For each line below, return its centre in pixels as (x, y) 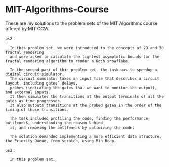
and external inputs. (28, 92)
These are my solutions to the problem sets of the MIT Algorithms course (81, 23)
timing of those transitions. (37, 110)
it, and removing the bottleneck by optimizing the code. (72, 128)
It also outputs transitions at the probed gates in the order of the (86, 105)
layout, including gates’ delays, (42, 83)
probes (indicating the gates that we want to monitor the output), (83, 88)
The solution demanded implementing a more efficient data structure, (86, 136)
